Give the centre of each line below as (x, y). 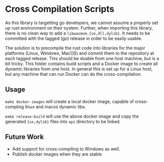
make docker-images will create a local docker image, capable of (69, 101)
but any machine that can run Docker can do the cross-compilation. (73, 74)
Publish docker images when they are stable (57, 154)
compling (14, 106)
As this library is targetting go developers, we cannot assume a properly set (82, 23)
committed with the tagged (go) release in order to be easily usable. (74, 38)
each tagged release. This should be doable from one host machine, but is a (82, 58)
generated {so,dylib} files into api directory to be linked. (63, 121)
